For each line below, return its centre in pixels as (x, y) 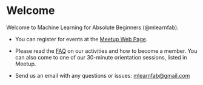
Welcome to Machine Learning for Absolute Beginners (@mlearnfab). (92, 27)
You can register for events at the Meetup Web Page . (81, 39)
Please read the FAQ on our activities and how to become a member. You (106, 51)
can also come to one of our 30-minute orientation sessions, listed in (101, 57)
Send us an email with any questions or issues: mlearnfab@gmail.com (102, 75)
